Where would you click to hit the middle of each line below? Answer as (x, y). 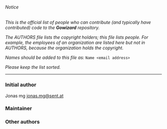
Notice (12, 7)
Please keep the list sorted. (33, 67)
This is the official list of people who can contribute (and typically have (78, 22)
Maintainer (19, 109)
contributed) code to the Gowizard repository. (52, 28)
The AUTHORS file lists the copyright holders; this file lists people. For (77, 37)
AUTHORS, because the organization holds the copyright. (64, 48)
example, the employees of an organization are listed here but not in (75, 43)
